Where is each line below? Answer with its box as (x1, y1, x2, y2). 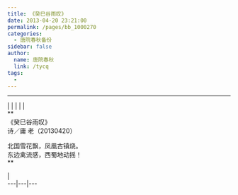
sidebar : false (7, 43, 52, 50)
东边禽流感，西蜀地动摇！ (7, 150, 82, 159)
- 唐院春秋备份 (13, 37, 52, 44)
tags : (7, 69, 23, 76)
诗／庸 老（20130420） (7, 126, 76, 135)
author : (7, 50, 30, 57)
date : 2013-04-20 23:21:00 (7, 17, 87, 24)
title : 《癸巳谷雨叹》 (7, 10, 67, 18)
